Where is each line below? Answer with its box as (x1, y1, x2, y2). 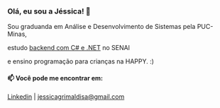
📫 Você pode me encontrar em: (7, 73, 103, 82)
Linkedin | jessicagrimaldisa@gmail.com (7, 92, 125, 101)
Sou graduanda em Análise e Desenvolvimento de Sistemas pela (7, 23, 196, 31)
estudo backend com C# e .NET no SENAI (7, 44, 130, 52)
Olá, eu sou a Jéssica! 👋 (7, 6, 91, 16)
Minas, (7, 30, 27, 38)
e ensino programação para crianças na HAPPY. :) (7, 57, 155, 66)
